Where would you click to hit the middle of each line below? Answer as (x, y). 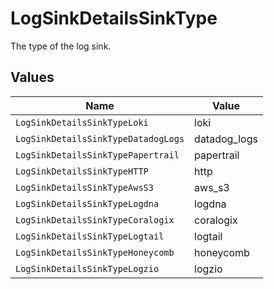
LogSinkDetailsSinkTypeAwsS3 (84, 187)
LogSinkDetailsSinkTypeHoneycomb (95, 252)
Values (32, 77)
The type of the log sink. (61, 46)
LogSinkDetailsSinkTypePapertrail (97, 155)
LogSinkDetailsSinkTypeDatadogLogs (100, 138)
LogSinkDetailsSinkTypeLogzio (87, 268)
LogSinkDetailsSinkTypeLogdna (87, 203)
